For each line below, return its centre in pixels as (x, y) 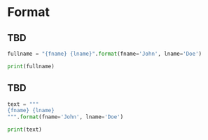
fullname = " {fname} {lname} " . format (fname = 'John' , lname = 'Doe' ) (105, 54)
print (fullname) (31, 66)
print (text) (25, 130)
